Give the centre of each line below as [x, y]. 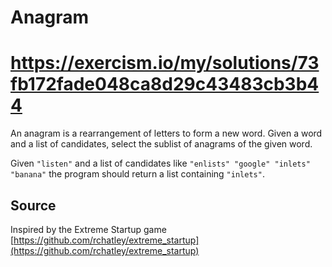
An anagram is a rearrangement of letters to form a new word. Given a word [166, 133]
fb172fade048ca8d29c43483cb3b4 [165, 84]
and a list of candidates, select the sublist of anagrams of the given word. [161, 144]
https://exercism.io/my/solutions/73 [165, 63]
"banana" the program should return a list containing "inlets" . [137, 174]
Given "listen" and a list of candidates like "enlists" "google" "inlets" [160, 163]
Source [33, 205]
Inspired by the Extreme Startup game [88, 229]
